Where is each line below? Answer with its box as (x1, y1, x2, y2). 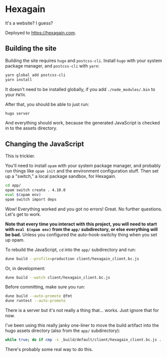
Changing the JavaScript (5, 139, 84, 148)
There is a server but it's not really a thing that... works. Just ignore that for (5, 307, 159, 313)
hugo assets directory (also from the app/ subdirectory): (5, 327, 121, 333)
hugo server (5, 111, 30, 116)
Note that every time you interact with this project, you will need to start (5, 221, 157, 227)
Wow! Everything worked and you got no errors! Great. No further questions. (5, 206, 163, 212)
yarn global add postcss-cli (5, 72, 66, 77)
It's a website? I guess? (5, 20, 53, 26)
